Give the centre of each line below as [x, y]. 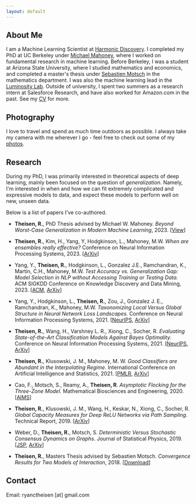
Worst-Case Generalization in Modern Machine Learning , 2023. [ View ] [100, 230]
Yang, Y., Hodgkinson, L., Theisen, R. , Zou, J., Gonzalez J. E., [89, 301]
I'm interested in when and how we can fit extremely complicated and [90, 189]
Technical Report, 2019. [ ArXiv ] [52, 421]
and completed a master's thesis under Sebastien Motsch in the [83, 74]
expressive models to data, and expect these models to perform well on [92, 195]
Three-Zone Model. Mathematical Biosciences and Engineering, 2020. [99, 391]
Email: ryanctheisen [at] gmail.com [48, 495]
